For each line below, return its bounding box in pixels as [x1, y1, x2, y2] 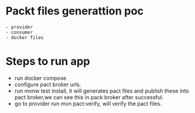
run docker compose [14, 74, 67, 82]
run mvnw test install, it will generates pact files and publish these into [14, 87, 190, 94]
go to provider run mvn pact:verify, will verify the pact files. [14, 100, 162, 107]
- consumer [5, 29, 33, 35]
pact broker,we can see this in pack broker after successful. [14, 93, 164, 100]
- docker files [5, 34, 44, 40]
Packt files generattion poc [5, 4, 144, 18]
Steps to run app [5, 55, 91, 69]
